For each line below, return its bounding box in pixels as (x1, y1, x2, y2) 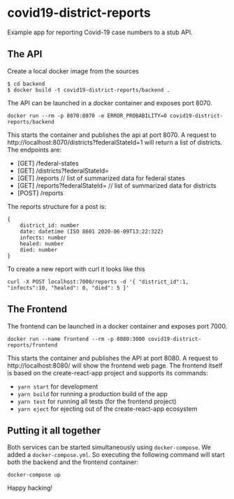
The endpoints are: (7, 145, 61, 154)
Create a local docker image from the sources (7, 66, 140, 75)
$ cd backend (7, 80, 45, 87)
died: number (20, 246, 58, 253)
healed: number (20, 240, 64, 247)
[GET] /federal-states (17, 159, 79, 167)
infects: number (20, 234, 68, 241)
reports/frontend (7, 341, 58, 349)
